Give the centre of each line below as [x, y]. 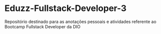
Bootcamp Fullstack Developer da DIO [42, 26]
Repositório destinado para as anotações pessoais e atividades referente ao [80, 22]
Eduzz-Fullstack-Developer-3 [65, 8]
